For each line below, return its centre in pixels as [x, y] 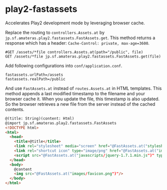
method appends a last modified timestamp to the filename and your [75, 93]
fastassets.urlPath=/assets [34, 75]
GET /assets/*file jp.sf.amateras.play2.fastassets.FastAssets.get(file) [83, 56]
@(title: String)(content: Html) [40, 118]
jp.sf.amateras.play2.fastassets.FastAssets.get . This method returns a [80, 38]
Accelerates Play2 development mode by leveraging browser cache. [75, 23]
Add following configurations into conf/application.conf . [64, 65]
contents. [15, 109]
